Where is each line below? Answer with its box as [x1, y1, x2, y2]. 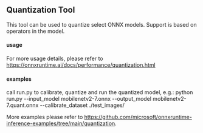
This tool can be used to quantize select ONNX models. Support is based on [6, 21, 198, 28]
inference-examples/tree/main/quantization [6, 120, 115, 127]
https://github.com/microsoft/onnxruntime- [84, 114, 193, 121]
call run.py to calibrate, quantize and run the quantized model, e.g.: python [6, 89, 193, 96]
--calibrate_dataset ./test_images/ [40, 101, 125, 109]
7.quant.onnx [6, 101, 39, 109]
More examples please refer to [6, 114, 83, 121]
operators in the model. [6, 27, 65, 35]
